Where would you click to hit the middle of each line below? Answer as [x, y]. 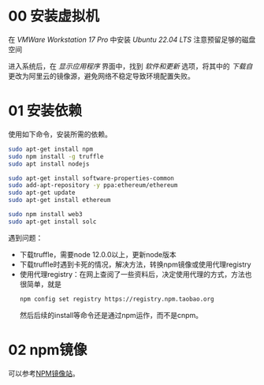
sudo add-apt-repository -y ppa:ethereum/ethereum [93, 185]
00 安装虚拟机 [54, 16]
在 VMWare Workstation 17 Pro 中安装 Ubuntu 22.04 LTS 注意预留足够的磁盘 [132, 39]
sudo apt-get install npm [50, 149]
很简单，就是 [40, 284]
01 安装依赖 [45, 111]
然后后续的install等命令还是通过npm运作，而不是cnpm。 [111, 315]
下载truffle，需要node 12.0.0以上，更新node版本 [98, 254]
